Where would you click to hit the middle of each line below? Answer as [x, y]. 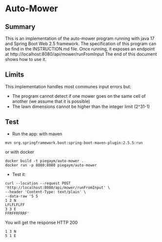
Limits [15, 75]
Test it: [19, 174]
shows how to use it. [26, 59]
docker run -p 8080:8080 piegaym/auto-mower [51, 165]
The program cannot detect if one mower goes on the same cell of [79, 96]
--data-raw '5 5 [21, 196]
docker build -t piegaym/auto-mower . [44, 161]
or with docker [20, 152]
